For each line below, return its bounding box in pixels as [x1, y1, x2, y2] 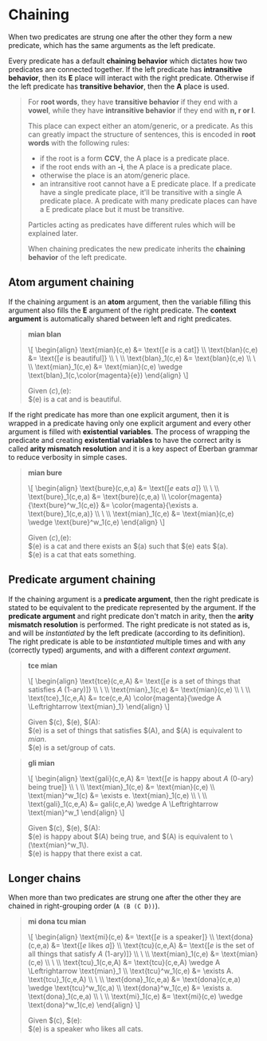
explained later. [27, 228, 78, 237]
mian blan [27, 329, 61, 339]
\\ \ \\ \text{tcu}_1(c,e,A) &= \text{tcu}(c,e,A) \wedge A [45, 958, 221, 967]
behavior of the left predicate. [27, 252, 128, 261]
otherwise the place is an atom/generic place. [39, 170, 190, 180]
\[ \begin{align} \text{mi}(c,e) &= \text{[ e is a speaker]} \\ [27, 932, 215, 942]
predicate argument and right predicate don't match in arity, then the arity [8, 611, 254, 620]
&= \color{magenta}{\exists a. [100, 500, 199, 509]
